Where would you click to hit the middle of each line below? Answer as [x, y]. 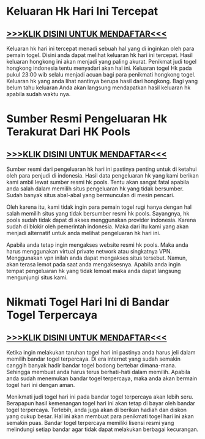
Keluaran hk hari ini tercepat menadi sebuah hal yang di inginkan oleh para [100, 48]
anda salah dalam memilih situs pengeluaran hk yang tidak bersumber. [95, 189]
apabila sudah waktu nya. [39, 94]
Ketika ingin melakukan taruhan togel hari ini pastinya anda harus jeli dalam [101, 352]
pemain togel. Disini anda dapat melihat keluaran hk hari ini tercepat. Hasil [99, 55]
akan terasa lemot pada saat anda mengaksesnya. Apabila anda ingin [94, 264]
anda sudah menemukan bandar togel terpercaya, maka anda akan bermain [102, 378]
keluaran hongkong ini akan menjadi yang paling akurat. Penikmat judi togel [102, 62]
